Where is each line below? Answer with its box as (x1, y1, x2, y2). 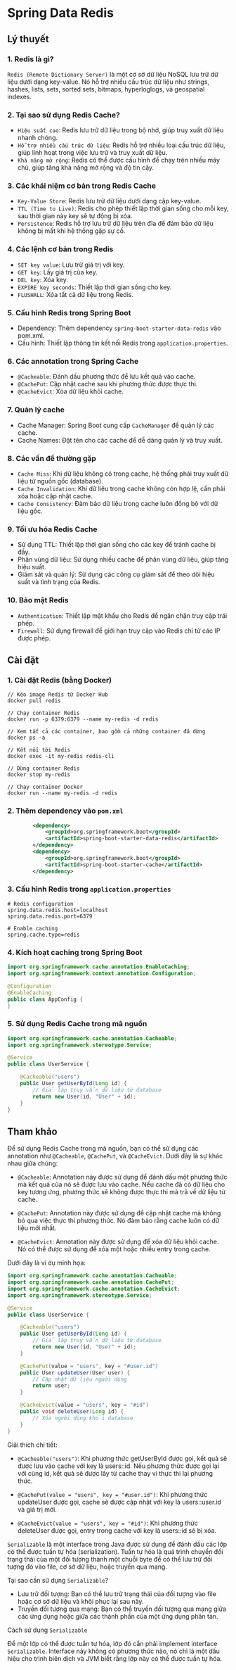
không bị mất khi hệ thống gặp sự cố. (17, 227, 126, 235)
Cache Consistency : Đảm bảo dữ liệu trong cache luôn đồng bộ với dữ (17, 499, 218, 507)
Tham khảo (7, 1125, 58, 1137)
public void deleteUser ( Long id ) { (20, 1408, 124, 1415)
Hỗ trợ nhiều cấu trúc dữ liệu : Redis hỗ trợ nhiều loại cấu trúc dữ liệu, (17, 141, 226, 149)
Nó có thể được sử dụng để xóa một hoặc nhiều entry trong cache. (17, 1245, 211, 1253)
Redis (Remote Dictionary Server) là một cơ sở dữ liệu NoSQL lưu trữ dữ (7, 70, 219, 78)
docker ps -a (7, 734, 46, 742)
